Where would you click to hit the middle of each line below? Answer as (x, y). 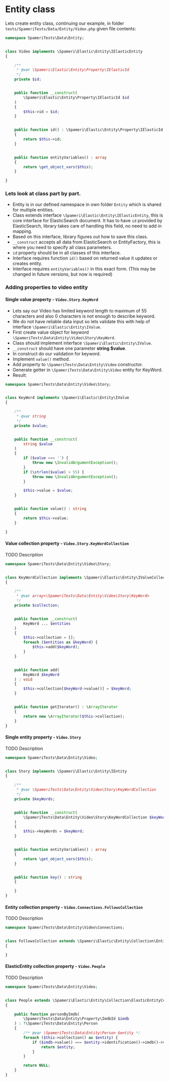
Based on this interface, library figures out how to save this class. (80, 237)
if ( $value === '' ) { (46, 458)
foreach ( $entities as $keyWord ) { (61, 642)
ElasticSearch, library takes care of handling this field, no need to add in (87, 226)
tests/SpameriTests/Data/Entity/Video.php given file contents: (71, 28)
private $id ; (28, 79)
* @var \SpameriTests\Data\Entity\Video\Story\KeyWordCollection (86, 790)
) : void (23, 679)
